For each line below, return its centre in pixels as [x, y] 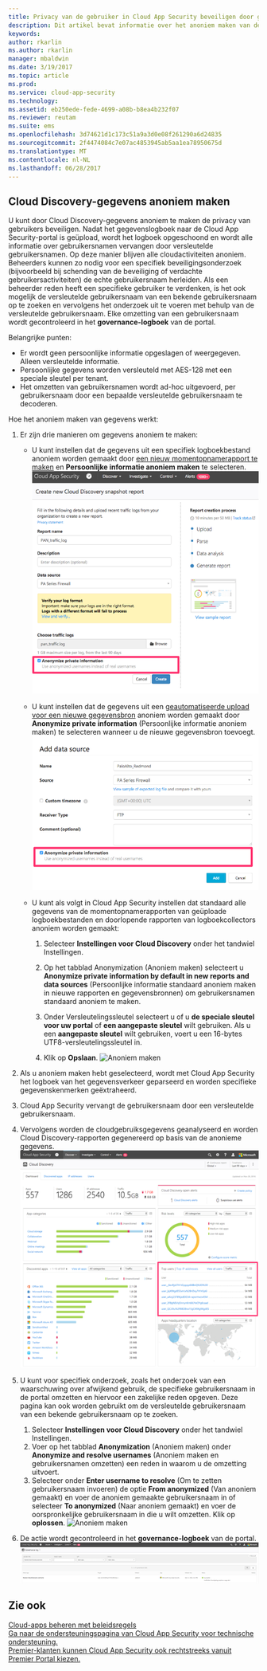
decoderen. [39, 404]
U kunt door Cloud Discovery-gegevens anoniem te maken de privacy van [130, 221]
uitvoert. [45, 1472]
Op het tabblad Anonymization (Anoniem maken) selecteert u [143, 967]
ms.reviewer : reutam [43, 118]
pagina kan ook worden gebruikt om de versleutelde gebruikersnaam [133, 1406]
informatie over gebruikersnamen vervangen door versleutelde [111, 246]
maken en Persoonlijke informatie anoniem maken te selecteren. [139, 467]
